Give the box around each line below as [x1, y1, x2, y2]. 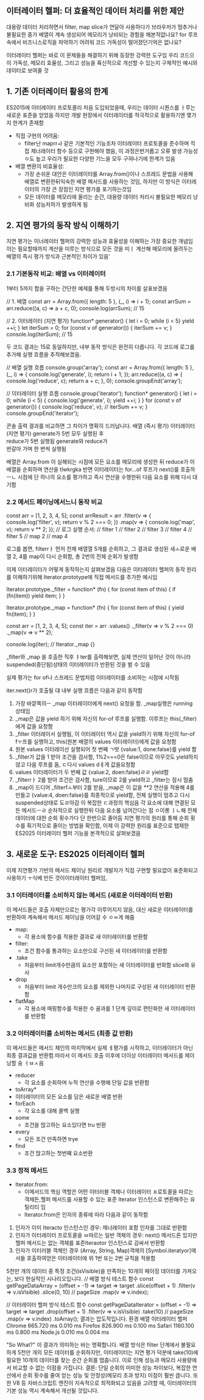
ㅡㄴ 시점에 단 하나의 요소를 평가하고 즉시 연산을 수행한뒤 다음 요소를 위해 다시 [6, 473, 192, 481]
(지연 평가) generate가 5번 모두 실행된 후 [6, 429, 104, 437]
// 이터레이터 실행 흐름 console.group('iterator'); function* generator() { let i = [6, 390, 198, 397]
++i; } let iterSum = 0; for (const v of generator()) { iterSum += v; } [6, 324, 172, 331]
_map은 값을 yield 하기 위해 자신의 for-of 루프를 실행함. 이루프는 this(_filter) [15, 715, 197, 723]
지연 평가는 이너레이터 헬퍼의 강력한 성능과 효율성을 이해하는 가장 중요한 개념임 [6, 238, 194, 245]
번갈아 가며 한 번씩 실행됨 [6, 445, 67, 452]
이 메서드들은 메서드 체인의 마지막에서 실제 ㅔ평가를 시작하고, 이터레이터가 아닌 [6, 1044, 194, 1052]
